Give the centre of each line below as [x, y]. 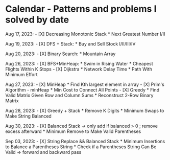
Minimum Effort [21, 74]
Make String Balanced [29, 116]
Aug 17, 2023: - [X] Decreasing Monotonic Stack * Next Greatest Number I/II [85, 34]
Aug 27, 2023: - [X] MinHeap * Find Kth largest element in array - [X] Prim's [85, 84]
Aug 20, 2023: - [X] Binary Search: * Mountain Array [60, 54]
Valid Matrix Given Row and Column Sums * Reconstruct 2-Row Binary [79, 95]
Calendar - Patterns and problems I [81, 9]
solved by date [37, 20]
